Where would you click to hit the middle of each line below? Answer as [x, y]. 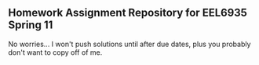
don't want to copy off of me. [55, 52]
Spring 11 [31, 25]
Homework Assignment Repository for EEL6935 [128, 13]
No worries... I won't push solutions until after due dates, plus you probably [129, 44]
